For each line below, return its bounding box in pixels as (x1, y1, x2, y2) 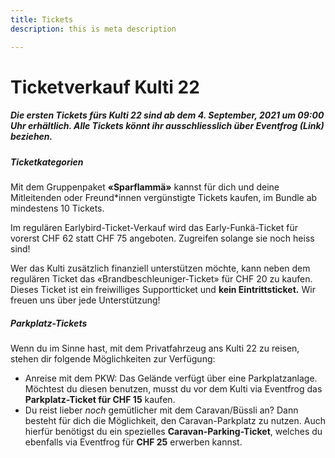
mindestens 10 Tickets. (10, 202, 105, 215)
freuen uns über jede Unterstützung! (10, 294, 161, 306)
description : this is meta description (10, 24, 177, 34)
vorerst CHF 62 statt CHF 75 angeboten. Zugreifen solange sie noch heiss (10, 232, 315, 245)
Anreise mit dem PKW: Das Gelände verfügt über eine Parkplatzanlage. (24, 372, 318, 384)
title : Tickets (10, 14, 74, 25)
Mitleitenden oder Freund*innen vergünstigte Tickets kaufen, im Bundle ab (10, 192, 318, 204)
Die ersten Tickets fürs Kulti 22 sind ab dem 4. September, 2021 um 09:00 (10, 109, 325, 121)
